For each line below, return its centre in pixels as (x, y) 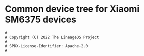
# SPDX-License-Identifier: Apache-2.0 (47, 46)
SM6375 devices (41, 20)
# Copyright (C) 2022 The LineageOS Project (52, 37)
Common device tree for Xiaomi (72, 9)
